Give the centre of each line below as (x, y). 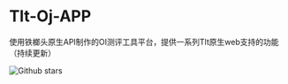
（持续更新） (32, 53)
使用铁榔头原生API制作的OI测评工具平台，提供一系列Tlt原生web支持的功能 (144, 42)
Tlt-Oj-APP (50, 16)
